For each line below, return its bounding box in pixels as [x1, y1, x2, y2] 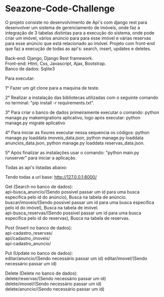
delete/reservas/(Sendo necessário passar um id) [5, 275, 106, 281]
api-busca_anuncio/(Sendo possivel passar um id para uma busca [5, 189, 140, 195]
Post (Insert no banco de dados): [5, 225, 73, 231]
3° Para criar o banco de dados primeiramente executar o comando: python [5, 109, 160, 115]
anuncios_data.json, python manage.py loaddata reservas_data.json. [5, 140, 145, 146]
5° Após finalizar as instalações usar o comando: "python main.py [5, 149, 139, 155]
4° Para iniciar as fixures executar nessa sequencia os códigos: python [5, 129, 150, 135]
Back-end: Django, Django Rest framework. [5, 55, 93, 61]
